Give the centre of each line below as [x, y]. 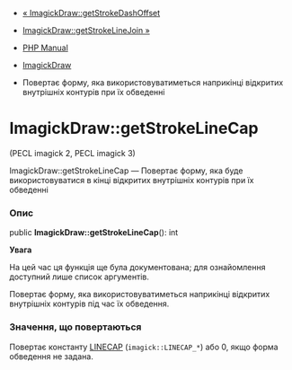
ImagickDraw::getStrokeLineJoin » [86, 30]
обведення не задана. [52, 356]
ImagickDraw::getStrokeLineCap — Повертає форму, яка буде [126, 171]
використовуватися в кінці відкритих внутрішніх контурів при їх [132, 180]
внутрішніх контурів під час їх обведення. [89, 304]
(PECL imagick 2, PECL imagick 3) [73, 153]
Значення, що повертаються [75, 327]
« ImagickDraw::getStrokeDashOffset [91, 13]
